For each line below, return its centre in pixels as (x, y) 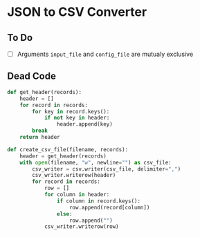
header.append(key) (84, 124)
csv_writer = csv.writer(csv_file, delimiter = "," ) (107, 169)
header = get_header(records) (63, 156)
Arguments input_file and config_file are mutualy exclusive (105, 54)
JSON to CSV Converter (77, 12)
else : (64, 214)
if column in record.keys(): (98, 201)
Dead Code (32, 76)
